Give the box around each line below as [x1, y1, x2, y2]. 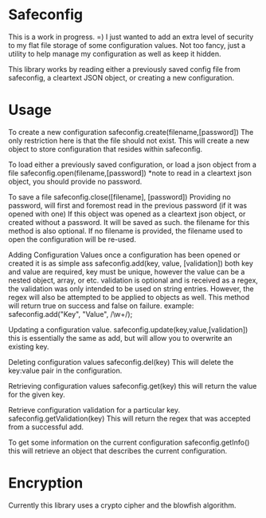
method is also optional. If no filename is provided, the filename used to [8, 226, 243, 235]
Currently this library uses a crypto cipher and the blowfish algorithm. [8, 500, 237, 510]
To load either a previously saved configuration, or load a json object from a [8, 160, 257, 169]
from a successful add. [8, 421, 84, 432]
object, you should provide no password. [8, 176, 143, 186]
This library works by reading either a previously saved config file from [8, 64, 241, 73]
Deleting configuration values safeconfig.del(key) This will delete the [8, 357, 234, 366]
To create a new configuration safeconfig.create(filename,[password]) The [8, 127, 254, 136]
